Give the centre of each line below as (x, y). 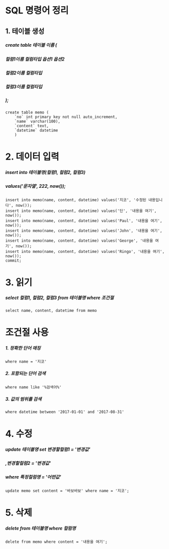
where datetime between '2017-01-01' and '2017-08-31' (65, 412)
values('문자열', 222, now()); (35, 186)
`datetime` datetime (36, 131)
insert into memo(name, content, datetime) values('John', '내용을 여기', (84, 231)
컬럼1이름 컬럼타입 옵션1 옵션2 (35, 59)
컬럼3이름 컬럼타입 (24, 87)
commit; (14, 260)
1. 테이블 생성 (25, 31)
